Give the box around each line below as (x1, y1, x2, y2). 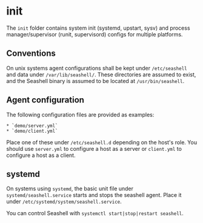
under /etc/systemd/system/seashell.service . (6, 198, 122, 205)
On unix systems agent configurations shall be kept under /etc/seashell (6, 64, 187, 72)
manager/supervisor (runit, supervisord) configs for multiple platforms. (6, 30, 183, 38)
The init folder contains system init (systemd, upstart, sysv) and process (6, 24, 190, 32)
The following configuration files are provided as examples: (6, 111, 155, 118)
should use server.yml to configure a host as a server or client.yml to (6, 145, 182, 152)
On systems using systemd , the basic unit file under (6, 185, 134, 192)
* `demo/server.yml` (6, 122, 59, 128)
